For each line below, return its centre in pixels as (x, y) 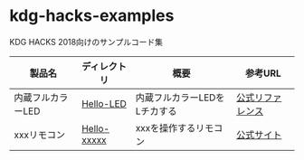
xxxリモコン (40, 135)
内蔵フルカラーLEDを (180, 98)
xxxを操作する (166, 127)
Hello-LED (104, 103)
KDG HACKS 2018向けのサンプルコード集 (86, 42)
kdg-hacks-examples (92, 16)
